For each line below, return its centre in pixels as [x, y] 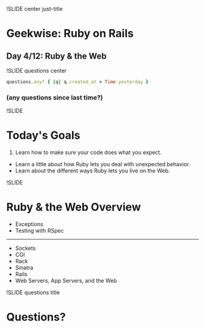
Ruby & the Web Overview [74, 207]
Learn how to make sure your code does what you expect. [88, 153]
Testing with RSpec [39, 231]
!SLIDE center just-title [34, 9]
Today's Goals [43, 135]
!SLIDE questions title [33, 293]
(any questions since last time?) [55, 97]
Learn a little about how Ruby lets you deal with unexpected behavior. [103, 164]
